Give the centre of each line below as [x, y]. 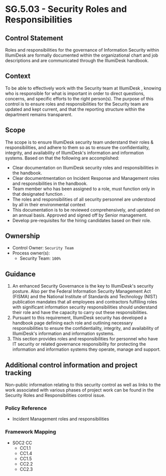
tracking [18, 373]
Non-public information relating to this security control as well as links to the [83, 385]
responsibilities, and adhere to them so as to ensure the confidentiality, [78, 147]
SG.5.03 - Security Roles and [66, 9]
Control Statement [34, 38]
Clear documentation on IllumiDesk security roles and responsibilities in [85, 167]
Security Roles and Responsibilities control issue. [55, 396]
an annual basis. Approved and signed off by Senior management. [80, 215]
